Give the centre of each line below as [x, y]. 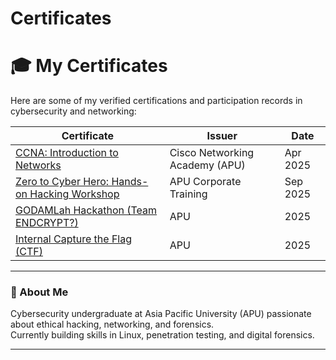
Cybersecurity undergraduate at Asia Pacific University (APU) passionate [161, 314]
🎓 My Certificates [89, 66]
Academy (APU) [207, 165]
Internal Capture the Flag [74, 239]
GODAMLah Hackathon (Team [86, 210]
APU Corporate [205, 182]
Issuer [222, 136]
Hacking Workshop [74, 194]
